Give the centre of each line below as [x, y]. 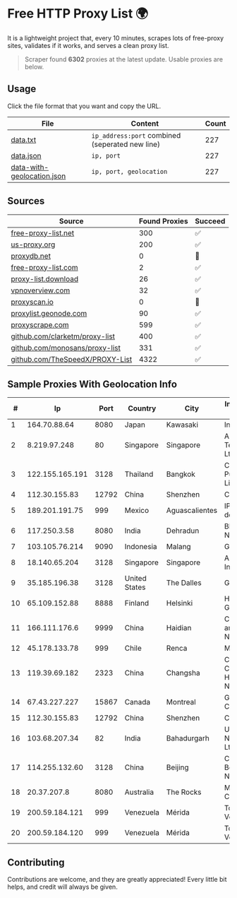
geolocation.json [38, 176]
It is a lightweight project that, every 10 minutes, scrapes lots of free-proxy [116, 38]
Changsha [183, 673]
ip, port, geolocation [129, 171]
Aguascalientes [192, 511]
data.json [26, 155]
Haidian [179, 628]
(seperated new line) [126, 144]
